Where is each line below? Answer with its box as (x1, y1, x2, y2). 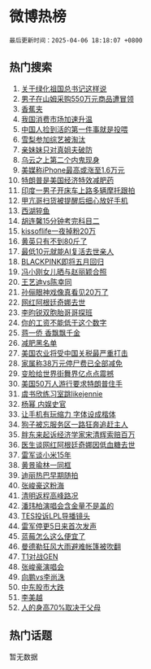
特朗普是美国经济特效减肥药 (20, 175, 114, 185)
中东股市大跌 (20, 582, 64, 592)
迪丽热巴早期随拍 (20, 470, 79, 480)
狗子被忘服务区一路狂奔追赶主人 (20, 419, 128, 429)
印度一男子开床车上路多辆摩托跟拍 (20, 185, 136, 195)
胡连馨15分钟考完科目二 (20, 216, 100, 225)
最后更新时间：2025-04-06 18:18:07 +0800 (9, 36, 143, 45)
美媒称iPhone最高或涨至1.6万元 (20, 164, 125, 175)
